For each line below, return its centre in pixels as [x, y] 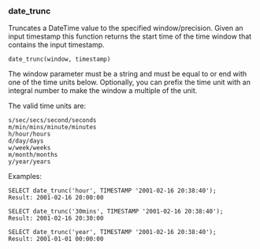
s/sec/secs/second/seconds [52, 121]
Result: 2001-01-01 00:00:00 [56, 239]
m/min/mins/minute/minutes [52, 128]
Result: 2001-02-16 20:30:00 [56, 218]
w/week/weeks [30, 148]
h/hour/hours [30, 134]
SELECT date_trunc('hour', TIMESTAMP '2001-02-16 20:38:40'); [112, 191]
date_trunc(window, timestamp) [59, 59]
